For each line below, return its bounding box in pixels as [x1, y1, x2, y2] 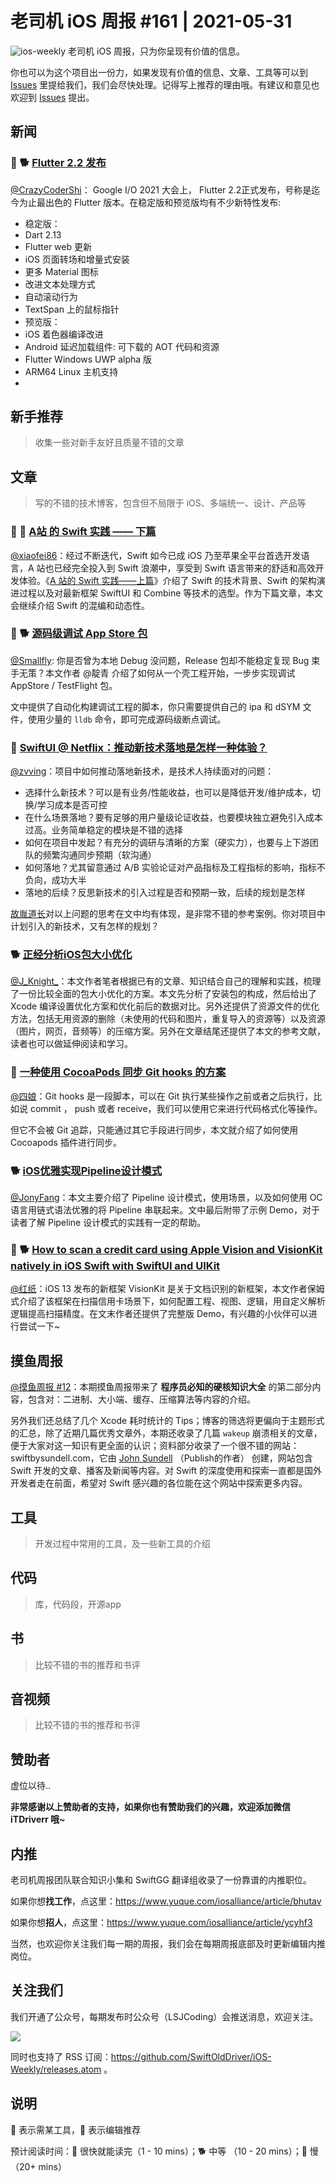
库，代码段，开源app [34, 1598, 122, 1610]
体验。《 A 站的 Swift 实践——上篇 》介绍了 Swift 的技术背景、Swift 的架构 [18, 574, 317, 586]
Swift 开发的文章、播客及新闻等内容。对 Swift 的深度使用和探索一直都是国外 [10, 1465, 323, 1477]
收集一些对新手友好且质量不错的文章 [34, 437, 185, 449]
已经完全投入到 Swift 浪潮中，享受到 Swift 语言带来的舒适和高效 [53, 562, 316, 574]
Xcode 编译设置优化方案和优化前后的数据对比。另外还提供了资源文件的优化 [10, 1000, 320, 1012]
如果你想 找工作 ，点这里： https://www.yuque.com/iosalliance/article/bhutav [10, 1895, 322, 1907]
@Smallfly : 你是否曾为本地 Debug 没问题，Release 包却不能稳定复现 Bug [10, 654, 310, 666]
